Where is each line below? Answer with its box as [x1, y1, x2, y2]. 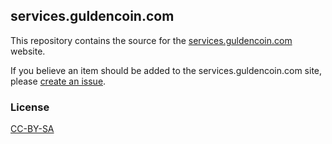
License [10, 100, 50, 114]
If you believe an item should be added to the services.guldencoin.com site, [10, 64, 323, 76]
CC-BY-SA [10, 123, 55, 135]
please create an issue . [10, 75, 107, 87]
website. [10, 45, 46, 57]
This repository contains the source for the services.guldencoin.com [10, 34, 293, 46]
